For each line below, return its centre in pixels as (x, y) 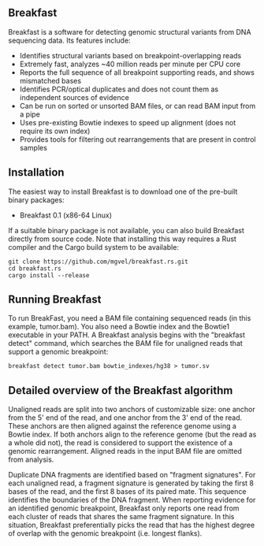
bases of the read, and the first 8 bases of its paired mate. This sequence (127, 492)
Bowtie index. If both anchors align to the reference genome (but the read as (132, 435)
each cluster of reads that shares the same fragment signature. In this (121, 517)
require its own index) (55, 131)
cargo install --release (49, 275)
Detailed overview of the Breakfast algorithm (121, 390)
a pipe (30, 114)
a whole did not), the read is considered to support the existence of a (121, 443)
